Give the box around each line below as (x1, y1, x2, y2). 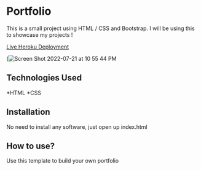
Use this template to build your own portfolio (6, 157, 119, 164)
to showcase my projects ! (6, 31, 73, 38)
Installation (6, 107, 50, 117)
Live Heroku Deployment (6, 43, 69, 50)
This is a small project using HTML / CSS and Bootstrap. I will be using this (6, 25, 195, 32)
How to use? (6, 141, 55, 151)
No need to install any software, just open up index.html (6, 123, 148, 130)
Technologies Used (6, 72, 82, 83)
